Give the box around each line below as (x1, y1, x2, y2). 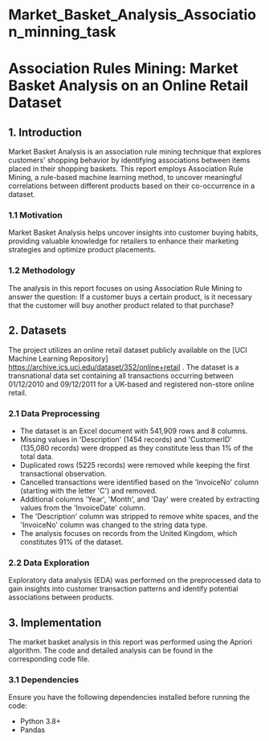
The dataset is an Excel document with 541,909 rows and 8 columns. (19, 426, 248, 436)
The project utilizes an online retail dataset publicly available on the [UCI (8, 345, 247, 354)
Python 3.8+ (19, 717, 62, 727)
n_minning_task (8, 23, 116, 41)
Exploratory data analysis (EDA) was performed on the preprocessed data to (8, 575, 261, 585)
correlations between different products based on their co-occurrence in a (8, 181, 255, 190)
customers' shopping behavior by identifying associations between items (8, 155, 251, 166)
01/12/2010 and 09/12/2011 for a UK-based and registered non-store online (8, 379, 255, 389)
